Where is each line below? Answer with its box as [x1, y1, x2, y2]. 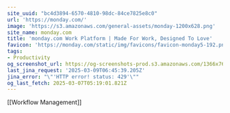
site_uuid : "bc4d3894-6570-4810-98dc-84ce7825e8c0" [7, 10, 157, 17]
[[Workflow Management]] [7, 98, 82, 106]
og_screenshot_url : [7, 61, 63, 67]
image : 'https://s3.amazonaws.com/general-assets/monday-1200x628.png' [7, 22, 216, 29]
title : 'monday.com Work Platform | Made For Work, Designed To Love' [7, 35, 213, 42]
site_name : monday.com [7, 29, 72, 36]
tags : [7, 48, 23, 55]
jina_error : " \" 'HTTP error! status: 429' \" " [7, 73, 139, 80]
